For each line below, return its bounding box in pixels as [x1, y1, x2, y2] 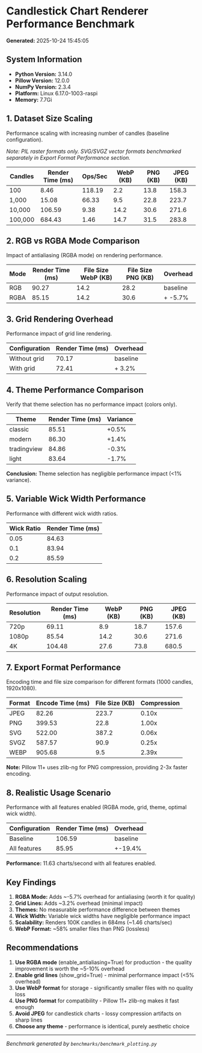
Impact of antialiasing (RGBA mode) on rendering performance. [6, 252, 164, 259]
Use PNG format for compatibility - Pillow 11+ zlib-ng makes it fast [14, 997, 179, 1004]
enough [14, 1003, 34, 1010]
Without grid [9, 354, 44, 363]
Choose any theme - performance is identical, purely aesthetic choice [14, 1022, 190, 1030]
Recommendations [6, 943, 79, 953]
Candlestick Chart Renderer [6, 4, 148, 18]
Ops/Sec [82, 172, 108, 180]
